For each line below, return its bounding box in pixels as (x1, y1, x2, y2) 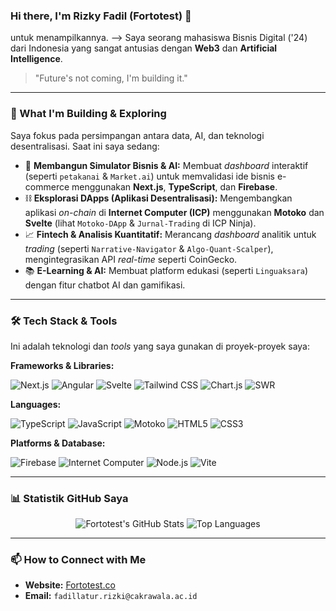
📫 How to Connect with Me (10, 553, 147, 567)
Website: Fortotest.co (24, 579, 116, 591)
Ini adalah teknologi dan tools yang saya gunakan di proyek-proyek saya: (10, 340, 310, 352)
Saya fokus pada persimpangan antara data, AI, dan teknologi (10, 129, 265, 141)
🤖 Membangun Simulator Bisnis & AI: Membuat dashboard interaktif (24, 159, 309, 171)
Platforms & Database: (10, 437, 106, 449)
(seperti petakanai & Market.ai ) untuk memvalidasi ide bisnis (24, 170, 275, 182)
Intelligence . (10, 53, 63, 65)
